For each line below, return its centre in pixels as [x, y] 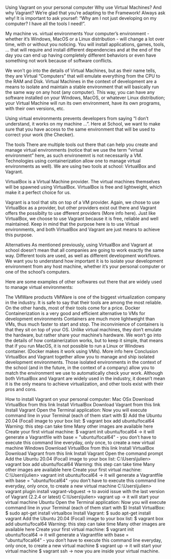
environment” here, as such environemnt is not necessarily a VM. [74, 155]
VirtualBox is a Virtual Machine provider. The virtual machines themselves [83, 181]
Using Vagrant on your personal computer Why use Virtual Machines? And [83, 7]
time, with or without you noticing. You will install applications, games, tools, [85, 44]
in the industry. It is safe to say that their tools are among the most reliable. [84, 302]
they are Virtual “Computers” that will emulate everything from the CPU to [83, 76]
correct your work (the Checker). [40, 135]
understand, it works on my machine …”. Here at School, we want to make [83, 124]
